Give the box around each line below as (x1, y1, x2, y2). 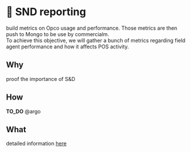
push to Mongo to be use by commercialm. (6, 30, 109, 37)
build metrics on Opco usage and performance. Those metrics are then (6, 24, 178, 31)
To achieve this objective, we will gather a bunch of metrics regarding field (6, 37, 186, 44)
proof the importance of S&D (6, 75, 76, 82)
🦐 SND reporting (6, 5, 86, 19)
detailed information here (6, 140, 67, 147)
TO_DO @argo (6, 108, 41, 115)
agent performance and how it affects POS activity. (6, 43, 130, 50)
